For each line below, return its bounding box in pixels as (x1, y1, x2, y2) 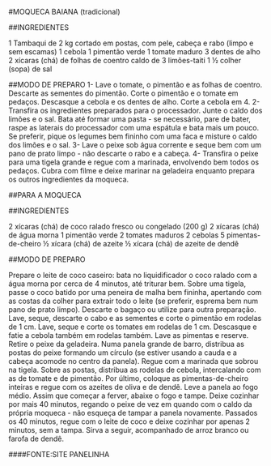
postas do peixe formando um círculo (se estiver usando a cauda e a (8, 348, 237, 357)
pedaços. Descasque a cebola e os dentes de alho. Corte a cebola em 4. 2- (8, 97, 260, 106)
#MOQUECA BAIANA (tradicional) (8, 7, 121, 16)
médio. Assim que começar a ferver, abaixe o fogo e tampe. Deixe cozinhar (8, 391, 260, 400)
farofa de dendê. (8, 434, 65, 443)
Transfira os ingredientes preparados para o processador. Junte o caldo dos (8, 105, 263, 115)
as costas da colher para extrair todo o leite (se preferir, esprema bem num (8, 296, 259, 306)
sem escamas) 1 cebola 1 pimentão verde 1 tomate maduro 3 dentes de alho (8, 47, 261, 56)
